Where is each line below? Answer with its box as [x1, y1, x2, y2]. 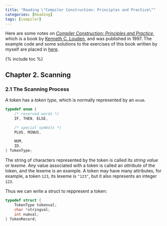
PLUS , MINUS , [14, 130, 42, 135]
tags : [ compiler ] [5, 17, 42, 22]
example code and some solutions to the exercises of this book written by [5, 41, 158, 47]
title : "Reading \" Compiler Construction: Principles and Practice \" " [5, 7, 156, 13]
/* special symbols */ [14, 125, 62, 130]
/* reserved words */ [14, 111, 59, 116]
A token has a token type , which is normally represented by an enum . [5, 97, 146, 103]
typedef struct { [5, 198, 42, 203]
